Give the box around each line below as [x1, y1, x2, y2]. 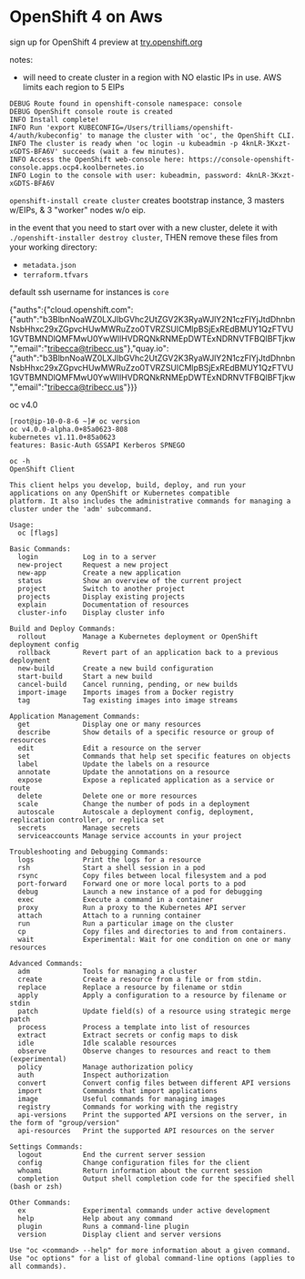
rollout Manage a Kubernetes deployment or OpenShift [17, 631, 259, 641]
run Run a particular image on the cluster [17, 918, 234, 928]
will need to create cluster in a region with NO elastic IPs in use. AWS [22, 71, 282, 83]
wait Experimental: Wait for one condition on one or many [17, 935, 291, 944]
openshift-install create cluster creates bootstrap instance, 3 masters [9, 194, 285, 206]
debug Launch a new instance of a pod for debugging [17, 886, 262, 896]
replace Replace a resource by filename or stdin [17, 982, 243, 992]
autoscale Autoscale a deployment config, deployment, [17, 807, 255, 816]
